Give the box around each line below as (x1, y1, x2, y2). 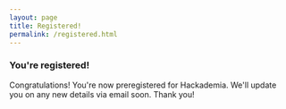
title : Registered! (9, 21, 82, 30)
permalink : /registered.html (9, 29, 118, 38)
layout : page (9, 13, 58, 22)
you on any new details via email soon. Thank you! (9, 88, 195, 99)
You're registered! (9, 59, 90, 71)
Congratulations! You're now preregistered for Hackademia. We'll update (9, 80, 277, 90)
